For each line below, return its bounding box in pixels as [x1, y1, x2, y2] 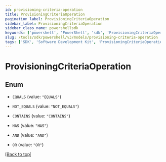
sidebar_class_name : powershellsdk [5, 26, 79, 31]
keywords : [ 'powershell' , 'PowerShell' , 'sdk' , [5, 30, 105, 35]
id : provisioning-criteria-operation [5, 7, 83, 12]
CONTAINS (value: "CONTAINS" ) [12, 112, 71, 119]
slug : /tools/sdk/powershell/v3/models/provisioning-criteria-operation [5, 35, 158, 40]
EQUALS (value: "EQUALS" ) [12, 94, 62, 100]
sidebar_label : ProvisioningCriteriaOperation [5, 21, 103, 26]
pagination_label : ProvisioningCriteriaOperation [5, 16, 110, 21]
